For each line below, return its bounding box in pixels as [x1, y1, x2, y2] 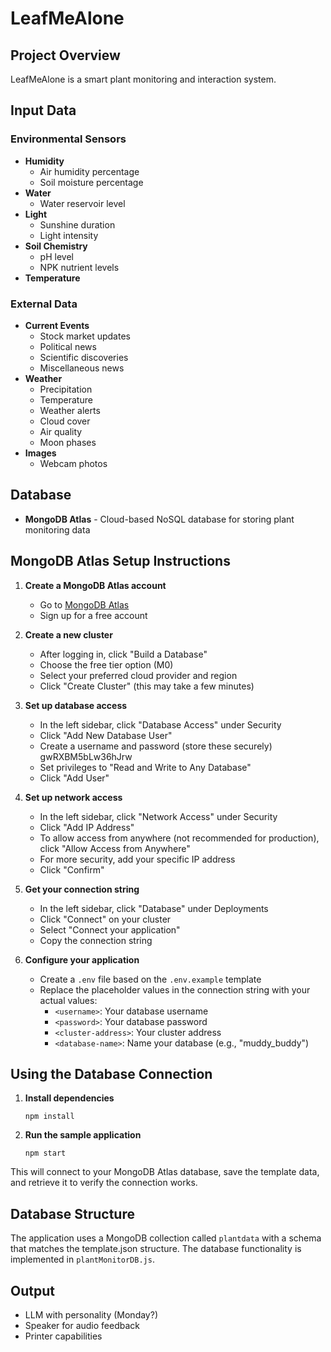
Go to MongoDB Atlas [39, 598, 130, 611]
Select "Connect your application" [39, 923, 181, 936]
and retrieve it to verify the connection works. [10, 1177, 198, 1189]
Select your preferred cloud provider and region [39, 669, 238, 681]
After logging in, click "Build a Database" [39, 648, 208, 660]
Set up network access [24, 791, 123, 803]
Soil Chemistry [24, 240, 88, 252]
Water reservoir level [39, 197, 126, 209]
